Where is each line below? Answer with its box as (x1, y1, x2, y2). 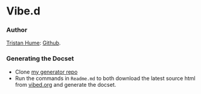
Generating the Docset (6, 54, 74, 63)
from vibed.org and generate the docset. (14, 81, 116, 88)
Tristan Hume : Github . (6, 39, 61, 46)
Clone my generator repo (14, 68, 78, 75)
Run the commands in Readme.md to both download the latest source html (14, 74, 196, 82)
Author (6, 26, 28, 34)
